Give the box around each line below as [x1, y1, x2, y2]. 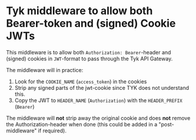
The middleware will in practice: [6, 66, 84, 73]
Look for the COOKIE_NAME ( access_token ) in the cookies [14, 78, 147, 85]
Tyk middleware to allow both [6, 4, 153, 18]
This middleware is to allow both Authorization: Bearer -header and [6, 48, 171, 56]
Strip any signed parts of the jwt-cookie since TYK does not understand [14, 84, 190, 91]
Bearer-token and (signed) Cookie [6, 17, 176, 30]
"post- [158, 121, 175, 128]
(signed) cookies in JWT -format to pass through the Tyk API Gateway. [6, 55, 173, 62]
